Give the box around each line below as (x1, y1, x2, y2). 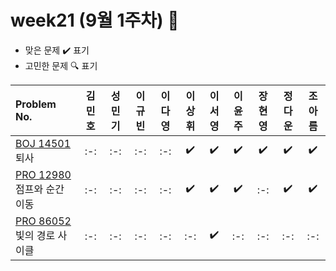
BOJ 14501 (15, 136, 72, 150)
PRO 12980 (15, 167, 72, 181)
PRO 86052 (15, 214, 72, 228)
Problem (15, 97, 57, 111)
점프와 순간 (15, 182, 65, 196)
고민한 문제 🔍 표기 (24, 59, 98, 71)
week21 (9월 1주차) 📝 (10, 9, 180, 32)
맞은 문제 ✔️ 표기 (24, 44, 90, 56)
